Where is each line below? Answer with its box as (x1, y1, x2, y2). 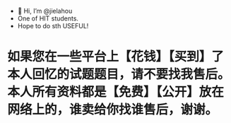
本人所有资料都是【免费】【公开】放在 (7, 84, 225, 100)
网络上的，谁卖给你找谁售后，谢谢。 (7, 102, 218, 118)
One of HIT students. (17, 14, 79, 23)
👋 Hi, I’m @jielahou (17, 7, 73, 15)
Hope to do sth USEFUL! (17, 22, 89, 30)
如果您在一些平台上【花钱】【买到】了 (7, 49, 225, 65)
